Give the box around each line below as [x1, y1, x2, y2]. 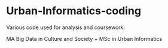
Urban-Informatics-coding [6, 4, 142, 18]
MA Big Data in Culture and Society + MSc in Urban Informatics [6, 35, 163, 42]
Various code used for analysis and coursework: [6, 24, 126, 31]
